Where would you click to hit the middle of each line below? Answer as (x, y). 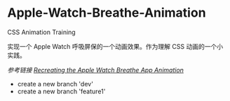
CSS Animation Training (41, 32)
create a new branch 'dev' (55, 84)
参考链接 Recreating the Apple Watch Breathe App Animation (96, 70)
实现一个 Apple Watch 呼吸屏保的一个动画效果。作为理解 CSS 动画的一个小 (115, 46)
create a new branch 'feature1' (61, 91)
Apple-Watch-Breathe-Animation (107, 13)
